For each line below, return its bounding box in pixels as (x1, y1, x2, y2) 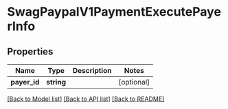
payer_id (10, 78, 40, 87)
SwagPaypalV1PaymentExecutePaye (7, 4, 222, 20)
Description (72, 66, 112, 75)
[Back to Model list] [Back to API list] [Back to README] (7, 95, 165, 103)
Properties (7, 46, 54, 57)
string (45, 78, 67, 87)
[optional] (118, 78, 150, 87)
